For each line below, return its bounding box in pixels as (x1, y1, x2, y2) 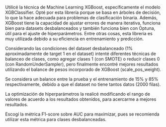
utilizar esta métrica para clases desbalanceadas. (5, 117, 107, 122)
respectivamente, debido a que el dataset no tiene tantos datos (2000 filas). (5, 81, 161, 87)
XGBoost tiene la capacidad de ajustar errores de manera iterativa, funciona (5, 20, 161, 26)
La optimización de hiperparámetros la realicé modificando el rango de (5, 91, 151, 97)
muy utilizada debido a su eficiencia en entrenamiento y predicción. (5, 36, 144, 42)
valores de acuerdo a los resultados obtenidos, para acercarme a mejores (5, 96, 157, 102)
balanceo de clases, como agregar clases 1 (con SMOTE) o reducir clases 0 (5, 56, 160, 62)
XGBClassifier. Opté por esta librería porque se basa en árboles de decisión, (5, 9, 161, 15)
